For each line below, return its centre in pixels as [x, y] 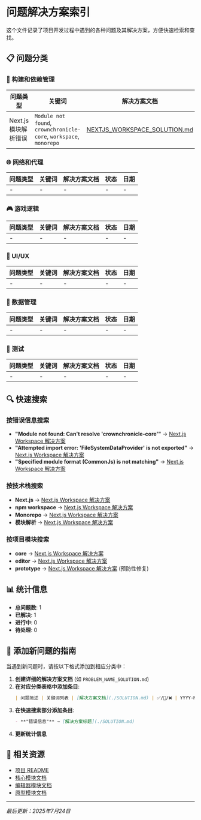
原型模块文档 [31, 792]
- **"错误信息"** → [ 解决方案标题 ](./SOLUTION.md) [75, 721]
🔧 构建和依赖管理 [31, 80]
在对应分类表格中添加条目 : [47, 687]
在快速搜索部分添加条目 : [45, 710]
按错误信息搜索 [28, 420]
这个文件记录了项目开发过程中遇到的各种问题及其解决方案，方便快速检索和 [98, 30]
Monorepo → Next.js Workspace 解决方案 [66, 515]
